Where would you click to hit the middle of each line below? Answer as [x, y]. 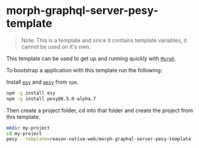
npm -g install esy [31, 93]
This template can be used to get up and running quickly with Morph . [91, 58]
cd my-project [24, 133]
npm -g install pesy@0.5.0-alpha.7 [51, 99]
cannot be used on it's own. [56, 47]
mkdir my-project [28, 128]
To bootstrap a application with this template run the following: [84, 70]
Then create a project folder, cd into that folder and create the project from [99, 110]
